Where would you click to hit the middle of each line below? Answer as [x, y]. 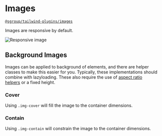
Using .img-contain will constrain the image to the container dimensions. [78, 129]
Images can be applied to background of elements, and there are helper [77, 67]
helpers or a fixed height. [30, 82]
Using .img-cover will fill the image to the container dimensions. [69, 105]
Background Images [36, 55]
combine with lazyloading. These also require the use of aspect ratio [74, 77]
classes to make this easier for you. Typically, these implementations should [81, 72]
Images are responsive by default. [39, 30]
